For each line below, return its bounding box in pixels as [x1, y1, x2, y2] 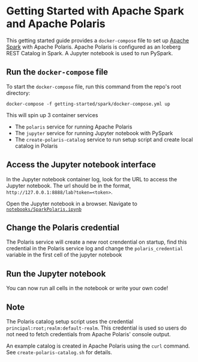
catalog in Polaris [14, 142, 58, 149]
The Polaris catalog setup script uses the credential [6, 318, 134, 325]
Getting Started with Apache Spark [6, 4, 184, 18]
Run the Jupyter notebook [6, 268, 106, 279]
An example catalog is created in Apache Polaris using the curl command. [6, 342, 190, 349]
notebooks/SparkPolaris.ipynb [6, 206, 82, 213]
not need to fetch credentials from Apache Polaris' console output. [6, 331, 171, 337]
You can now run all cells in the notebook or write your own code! [6, 285, 169, 292]
